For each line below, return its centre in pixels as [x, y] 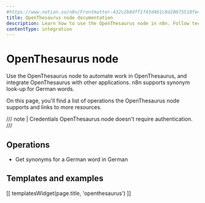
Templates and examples [55, 178]
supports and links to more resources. [54, 107]
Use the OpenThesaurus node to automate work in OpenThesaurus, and [97, 76]
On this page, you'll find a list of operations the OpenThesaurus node [93, 101]
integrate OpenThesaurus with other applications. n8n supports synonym [98, 82]
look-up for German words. [40, 89]
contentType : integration [39, 29]
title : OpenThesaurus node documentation [60, 18]
